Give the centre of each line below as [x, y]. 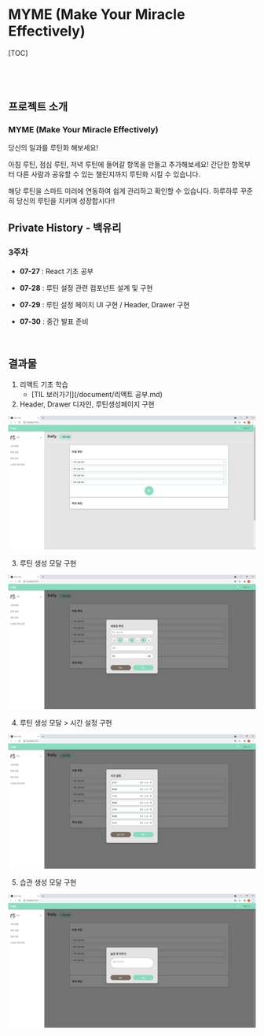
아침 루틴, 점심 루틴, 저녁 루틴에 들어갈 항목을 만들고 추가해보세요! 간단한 [119, 165]
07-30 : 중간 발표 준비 [54, 321]
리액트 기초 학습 [44, 384]
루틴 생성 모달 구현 [48, 563]
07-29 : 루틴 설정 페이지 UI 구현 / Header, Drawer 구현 [104, 304]
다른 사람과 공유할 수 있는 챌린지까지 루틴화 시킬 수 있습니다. [108, 174]
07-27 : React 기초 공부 [57, 271]
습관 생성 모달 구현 [48, 882]
